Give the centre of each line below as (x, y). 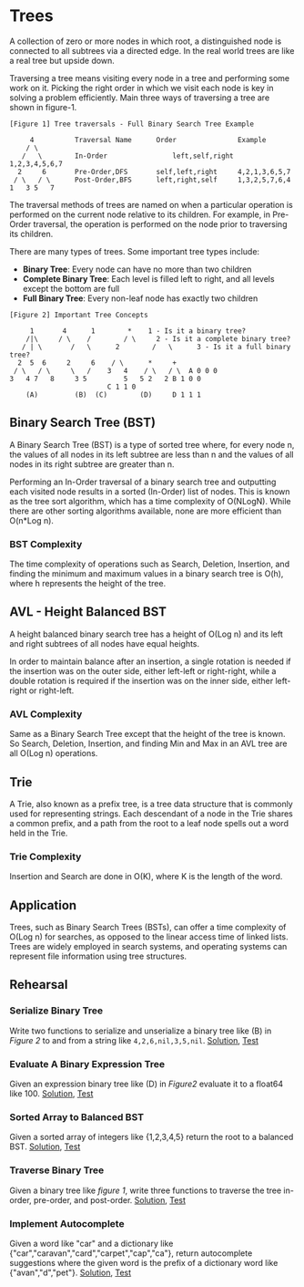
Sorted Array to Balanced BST (76, 1116)
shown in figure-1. (43, 107)
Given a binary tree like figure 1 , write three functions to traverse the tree (146, 1190)
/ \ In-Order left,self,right (127, 156)
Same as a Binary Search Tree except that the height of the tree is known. (147, 734)
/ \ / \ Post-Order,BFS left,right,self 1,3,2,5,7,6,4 (152, 180)
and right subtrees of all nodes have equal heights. (105, 643)
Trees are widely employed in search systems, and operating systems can (148, 947)
